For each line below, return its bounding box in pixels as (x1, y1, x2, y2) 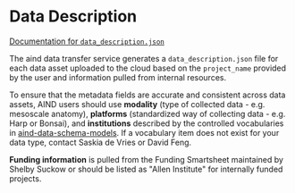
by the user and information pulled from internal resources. (9, 71, 226, 82)
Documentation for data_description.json (9, 36, 165, 46)
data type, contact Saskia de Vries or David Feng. (9, 137, 192, 147)
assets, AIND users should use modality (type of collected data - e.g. (9, 98, 265, 109)
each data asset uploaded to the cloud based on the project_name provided (9, 63, 287, 73)
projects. (9, 172, 42, 184)
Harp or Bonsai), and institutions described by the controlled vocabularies (9, 118, 284, 129)
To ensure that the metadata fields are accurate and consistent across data (9, 89, 286, 100)
